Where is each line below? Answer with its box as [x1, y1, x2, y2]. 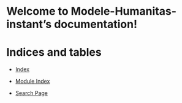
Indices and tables [6, 45, 102, 59]
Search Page [15, 90, 48, 97]
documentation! [54, 17, 138, 31]
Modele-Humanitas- [70, 4, 176, 18]
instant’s [6, 17, 52, 31]
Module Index [15, 78, 50, 85]
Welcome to [6, 4, 69, 18]
